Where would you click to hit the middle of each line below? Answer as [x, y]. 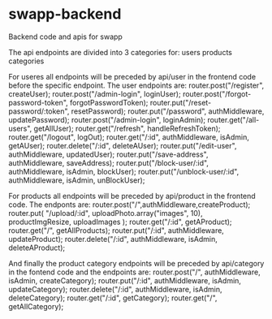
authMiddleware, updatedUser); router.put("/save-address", [108, 154]
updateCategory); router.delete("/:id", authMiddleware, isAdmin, [115, 289]
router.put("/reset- [181, 102]
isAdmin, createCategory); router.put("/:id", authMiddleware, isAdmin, [125, 280]
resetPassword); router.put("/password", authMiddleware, [168, 111]
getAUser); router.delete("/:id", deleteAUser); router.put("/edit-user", [123, 145]
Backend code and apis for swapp [66, 37]
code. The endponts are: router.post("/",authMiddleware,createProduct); [130, 205]
